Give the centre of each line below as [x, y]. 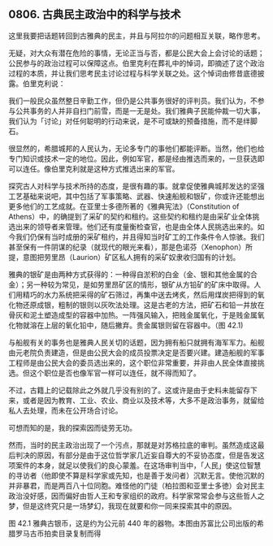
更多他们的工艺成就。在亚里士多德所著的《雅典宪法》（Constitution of [124, 206]
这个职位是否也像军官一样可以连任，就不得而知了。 [115, 373]
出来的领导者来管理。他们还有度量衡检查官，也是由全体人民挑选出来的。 [136, 227]
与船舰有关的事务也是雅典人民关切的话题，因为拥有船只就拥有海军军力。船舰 [136, 342]
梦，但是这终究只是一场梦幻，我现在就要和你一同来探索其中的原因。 [122, 505]
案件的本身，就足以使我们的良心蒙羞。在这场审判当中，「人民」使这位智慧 [138, 465]
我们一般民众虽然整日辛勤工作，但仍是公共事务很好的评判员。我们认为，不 [133, 101]
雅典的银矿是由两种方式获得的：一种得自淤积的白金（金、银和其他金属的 [129, 274]
